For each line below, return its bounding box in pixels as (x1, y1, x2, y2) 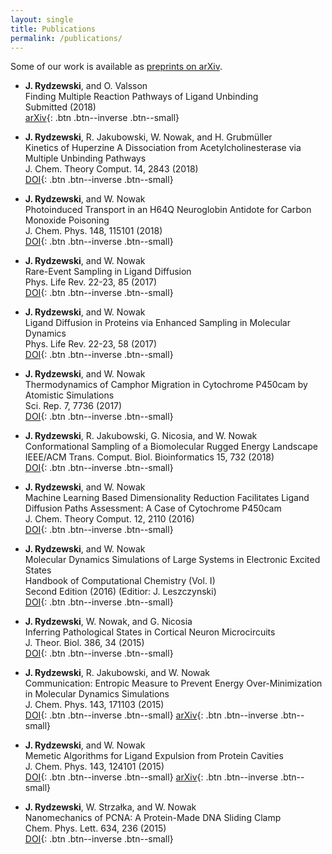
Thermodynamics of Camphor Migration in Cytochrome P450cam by (24, 379, 308, 391)
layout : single (10, 14, 74, 25)
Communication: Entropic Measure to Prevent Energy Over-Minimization (24, 677, 323, 690)
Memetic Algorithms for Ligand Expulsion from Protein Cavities (24, 750, 284, 762)
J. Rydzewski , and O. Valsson (24, 80, 148, 92)
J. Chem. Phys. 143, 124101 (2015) (24, 761, 165, 773)
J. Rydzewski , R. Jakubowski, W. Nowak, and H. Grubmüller (24, 131, 273, 143)
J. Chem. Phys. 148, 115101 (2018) (24, 225, 163, 237)
